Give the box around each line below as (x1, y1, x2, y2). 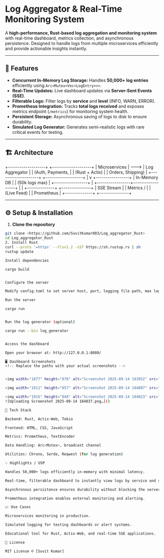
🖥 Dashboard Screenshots (5, 359, 56, 364)
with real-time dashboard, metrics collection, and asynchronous (5, 35, 134, 41)
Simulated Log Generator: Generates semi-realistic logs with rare (12, 124, 145, 130)
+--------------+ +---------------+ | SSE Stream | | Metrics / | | (24, 185, 151, 191)
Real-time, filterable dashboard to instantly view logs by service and (5, 478, 156, 483)
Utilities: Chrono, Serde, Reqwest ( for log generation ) (5, 452, 123, 457)
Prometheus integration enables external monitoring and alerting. (5, 496, 145, 501)
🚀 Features (5, 64, 39, 73)
